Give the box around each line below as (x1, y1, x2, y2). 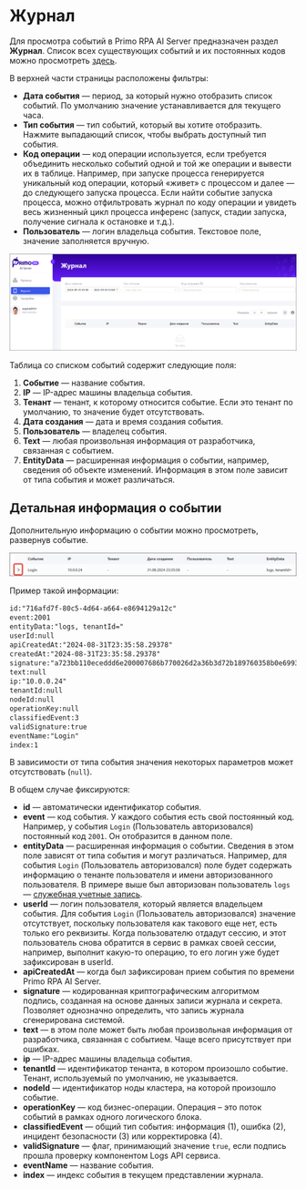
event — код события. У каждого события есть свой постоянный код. (22, 812, 295, 823)
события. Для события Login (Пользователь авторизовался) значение (22, 908, 296, 919)
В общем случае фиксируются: (9, 784, 130, 795)
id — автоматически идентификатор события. (22, 802, 202, 813)
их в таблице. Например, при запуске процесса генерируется (22, 168, 265, 179)
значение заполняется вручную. (22, 235, 150, 246)
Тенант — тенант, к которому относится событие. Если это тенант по (22, 396, 293, 407)
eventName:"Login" (9, 732, 79, 741)
